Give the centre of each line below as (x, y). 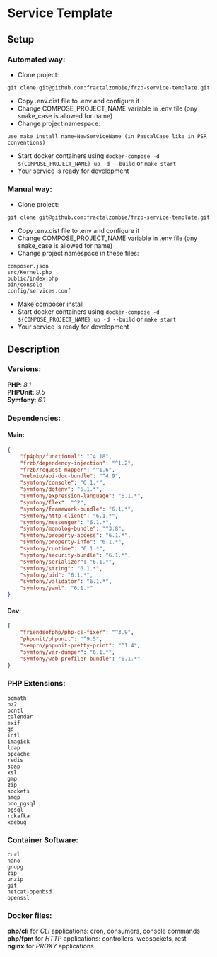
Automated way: (36, 60)
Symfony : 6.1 (27, 400)
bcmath (17, 698)
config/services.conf (39, 291)
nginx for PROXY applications (51, 946)
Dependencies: (34, 418)
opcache (19, 754)
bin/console (25, 285)
